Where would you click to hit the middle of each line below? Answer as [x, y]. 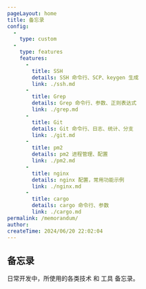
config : [18, 26]
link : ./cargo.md [56, 212]
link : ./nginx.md [56, 186]
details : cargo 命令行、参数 [71, 206]
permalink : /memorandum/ [43, 218]
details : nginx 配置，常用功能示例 [78, 180]
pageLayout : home [32, 13]
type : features [41, 52]
